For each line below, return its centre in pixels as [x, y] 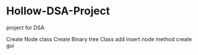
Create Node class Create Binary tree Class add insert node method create [99, 39]
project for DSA [26, 27]
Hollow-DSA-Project [58, 11]
